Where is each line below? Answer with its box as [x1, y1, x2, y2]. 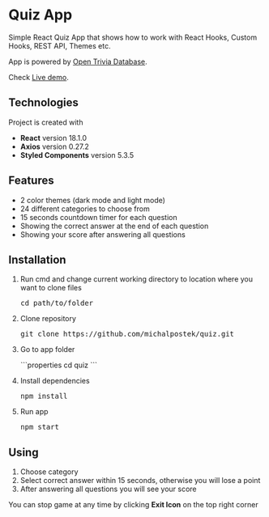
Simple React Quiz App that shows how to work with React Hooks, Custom [8, 32, 258, 42]
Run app [19, 407, 49, 417]
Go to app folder [19, 345, 75, 354]
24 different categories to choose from [19, 204, 150, 214]
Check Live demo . [8, 72, 69, 82]
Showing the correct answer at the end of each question [19, 221, 209, 231]
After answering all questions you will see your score [19, 484, 197, 494]
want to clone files [19, 283, 83, 293]
